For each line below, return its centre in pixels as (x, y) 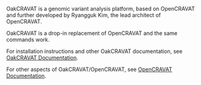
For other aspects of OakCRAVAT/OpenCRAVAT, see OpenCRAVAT (89, 69)
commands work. (28, 39)
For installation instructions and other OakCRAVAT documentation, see (94, 51)
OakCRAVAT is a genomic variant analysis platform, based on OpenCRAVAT (101, 9)
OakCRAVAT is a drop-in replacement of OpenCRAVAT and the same (92, 33)
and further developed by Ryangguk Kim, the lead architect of (83, 15)
